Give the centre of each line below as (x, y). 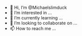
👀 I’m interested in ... (31, 13)
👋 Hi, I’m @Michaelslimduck (38, 8)
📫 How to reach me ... (33, 28)
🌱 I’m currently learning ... (36, 18)
